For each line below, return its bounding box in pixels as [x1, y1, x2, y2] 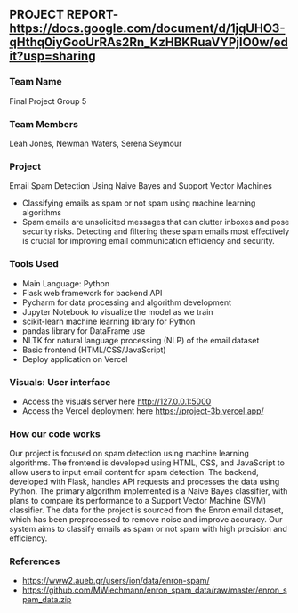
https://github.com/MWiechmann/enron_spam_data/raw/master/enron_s [21, 585, 287, 595]
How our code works [9, 427, 101, 440]
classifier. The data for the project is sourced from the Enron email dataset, [9, 504, 284, 515]
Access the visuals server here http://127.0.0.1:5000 [21, 396, 212, 407]
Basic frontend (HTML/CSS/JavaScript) [21, 344, 166, 355]
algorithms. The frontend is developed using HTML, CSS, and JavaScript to [9, 457, 285, 468]
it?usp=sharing [9, 49, 96, 64]
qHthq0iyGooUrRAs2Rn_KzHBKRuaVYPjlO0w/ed [9, 35, 289, 50]
